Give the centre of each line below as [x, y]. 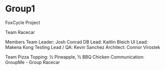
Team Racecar [20, 32]
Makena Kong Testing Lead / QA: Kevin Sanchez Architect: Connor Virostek [83, 47]
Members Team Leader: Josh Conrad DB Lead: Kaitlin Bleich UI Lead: [77, 42]
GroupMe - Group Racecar [32, 62]
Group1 [20, 9]
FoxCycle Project [23, 22]
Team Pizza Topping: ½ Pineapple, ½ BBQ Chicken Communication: [75, 57]
